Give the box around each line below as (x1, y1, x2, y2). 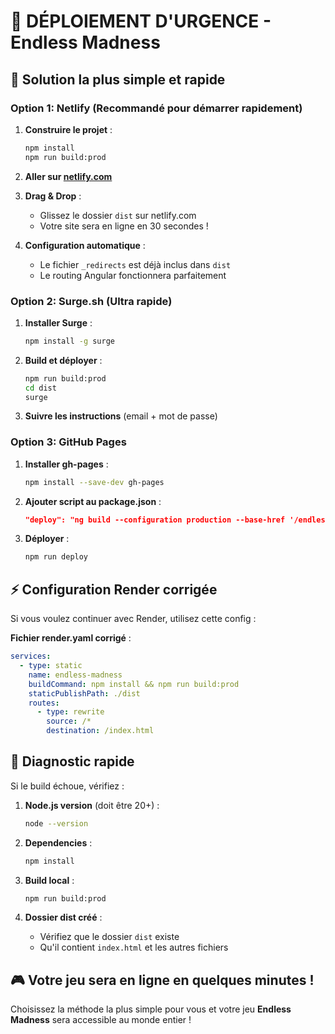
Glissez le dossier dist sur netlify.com (39, 209, 197, 221)
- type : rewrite (36, 707, 105, 717)
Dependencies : (24, 836, 93, 849)
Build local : (24, 874, 75, 886)
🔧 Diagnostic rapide (10, 753, 135, 770)
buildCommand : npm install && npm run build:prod (28, 679, 240, 689)
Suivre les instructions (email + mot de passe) (24, 410, 218, 422)
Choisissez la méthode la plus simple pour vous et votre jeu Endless (10, 1003, 292, 1015)
